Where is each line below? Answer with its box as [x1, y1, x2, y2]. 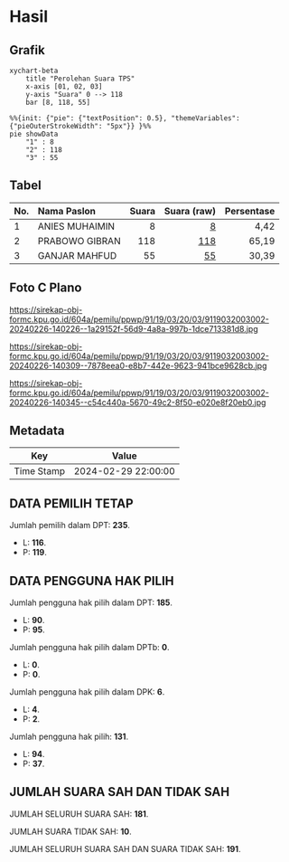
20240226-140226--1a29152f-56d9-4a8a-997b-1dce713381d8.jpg [9, 323, 259, 334]
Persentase [224, 204, 275, 217]
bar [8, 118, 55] [25, 98, 91, 107]
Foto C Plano [9, 280, 82, 296]
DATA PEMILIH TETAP [9, 496, 134, 511]
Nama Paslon [37, 204, 97, 217]
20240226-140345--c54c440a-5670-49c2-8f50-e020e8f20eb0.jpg [9, 396, 266, 408]
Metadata [9, 423, 65, 439]
